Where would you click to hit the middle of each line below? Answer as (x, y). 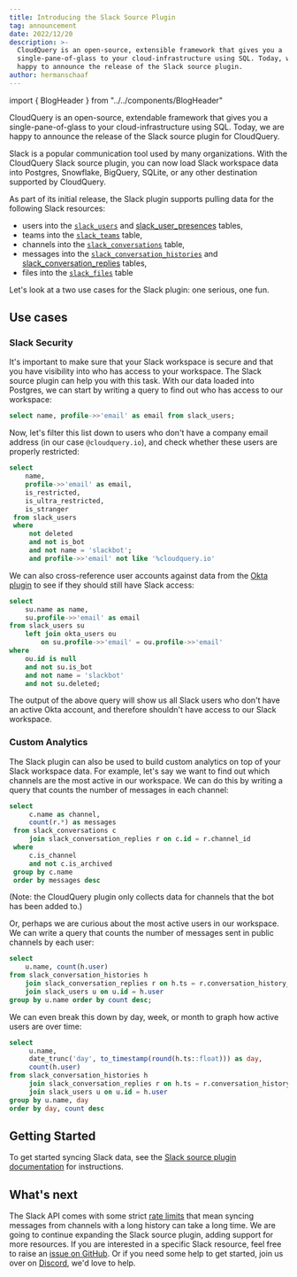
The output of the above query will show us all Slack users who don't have (145, 700)
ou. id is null (51, 658)
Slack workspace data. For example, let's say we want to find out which (140, 771)
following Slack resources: (57, 208)
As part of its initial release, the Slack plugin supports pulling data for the (141, 199)
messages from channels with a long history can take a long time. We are (142, 1226)
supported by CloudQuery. (57, 182)
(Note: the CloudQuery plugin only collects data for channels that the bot (141, 897)
